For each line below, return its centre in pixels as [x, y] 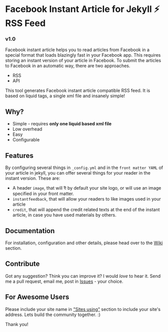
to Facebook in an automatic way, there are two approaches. [68, 66]
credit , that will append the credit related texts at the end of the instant [86, 210]
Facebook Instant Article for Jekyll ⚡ [82, 9]
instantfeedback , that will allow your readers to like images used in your [87, 199]
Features [19, 155]
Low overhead [27, 129]
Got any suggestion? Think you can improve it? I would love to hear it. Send [83, 276]
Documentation [30, 231]
